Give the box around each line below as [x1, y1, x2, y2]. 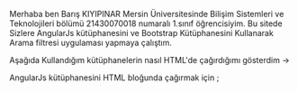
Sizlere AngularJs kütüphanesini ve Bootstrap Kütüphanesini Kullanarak [9, 28, 275, 38]
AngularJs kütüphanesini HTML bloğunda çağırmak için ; [9, 72, 220, 83]
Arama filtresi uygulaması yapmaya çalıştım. [9, 37, 173, 48]
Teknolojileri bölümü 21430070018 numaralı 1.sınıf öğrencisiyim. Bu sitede [9, 18, 283, 29]
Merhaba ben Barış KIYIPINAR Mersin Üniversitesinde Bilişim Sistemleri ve [9, 9, 284, 19]
